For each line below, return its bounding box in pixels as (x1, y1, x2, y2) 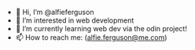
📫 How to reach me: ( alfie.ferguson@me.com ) (15, 33, 167, 42)
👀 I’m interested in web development (15, 16, 134, 25)
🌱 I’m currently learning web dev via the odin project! (15, 24, 187, 33)
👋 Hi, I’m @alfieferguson (15, 8, 94, 16)
